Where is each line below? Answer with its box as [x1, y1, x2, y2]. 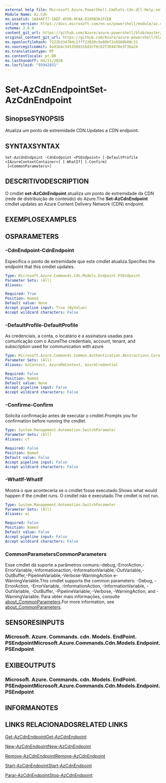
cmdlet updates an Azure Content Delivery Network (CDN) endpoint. [5, 201, 145, 207]
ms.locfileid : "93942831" [5, 63, 58, 68]
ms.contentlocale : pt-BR [5, 53, 56, 59]
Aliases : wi [5, 511, 30, 516]
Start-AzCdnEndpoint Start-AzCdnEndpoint [5, 763, 92, 769]
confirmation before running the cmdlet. [5, 418, 86, 424]
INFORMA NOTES [5, 704, 58, 712]
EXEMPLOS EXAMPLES [5, 215, 77, 224]
